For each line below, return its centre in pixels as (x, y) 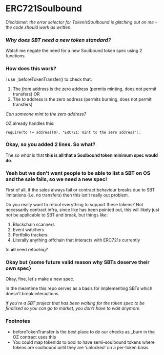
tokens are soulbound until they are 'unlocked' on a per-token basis (81, 347)
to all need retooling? (27, 250)
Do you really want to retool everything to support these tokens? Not (74, 205)
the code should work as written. (39, 27)
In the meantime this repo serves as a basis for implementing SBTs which (79, 288)
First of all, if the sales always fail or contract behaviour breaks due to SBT (80, 190)
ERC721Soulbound (44, 9)
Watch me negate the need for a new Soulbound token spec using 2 (74, 51)
